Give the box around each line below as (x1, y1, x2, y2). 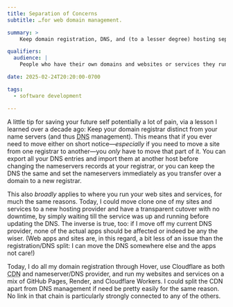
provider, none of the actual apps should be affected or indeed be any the (7, 227, 218, 235)
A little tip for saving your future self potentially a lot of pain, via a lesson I (7, 117, 217, 125)
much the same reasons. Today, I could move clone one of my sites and (7, 197, 212, 205)
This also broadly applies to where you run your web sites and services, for (7, 190, 223, 198)
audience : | (13, 55, 49, 62)
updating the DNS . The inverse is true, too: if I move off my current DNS (7, 219, 212, 227)
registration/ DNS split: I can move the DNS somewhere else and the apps (7, 241, 216, 249)
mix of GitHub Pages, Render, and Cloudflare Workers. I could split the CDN (7, 277, 223, 285)
